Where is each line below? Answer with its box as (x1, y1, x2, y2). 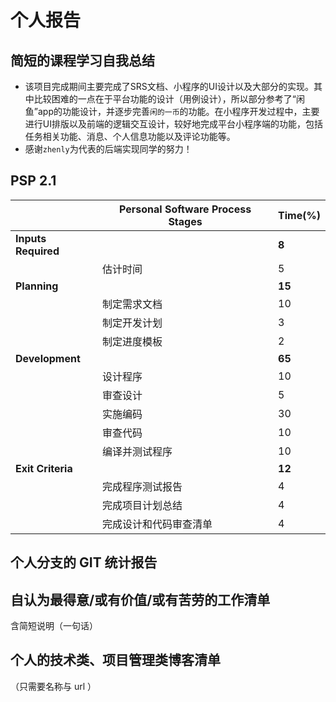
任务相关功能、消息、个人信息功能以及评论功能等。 (24, 131, 236, 142)
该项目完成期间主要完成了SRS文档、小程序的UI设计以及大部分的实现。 (24, 81, 314, 92)
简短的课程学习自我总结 (10, 52, 155, 69)
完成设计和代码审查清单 (102, 517, 213, 531)
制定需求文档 (102, 297, 163, 311)
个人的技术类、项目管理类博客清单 (10, 652, 221, 669)
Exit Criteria (15, 461, 73, 475)
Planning (15, 279, 59, 293)
